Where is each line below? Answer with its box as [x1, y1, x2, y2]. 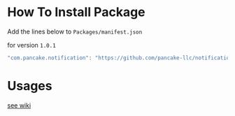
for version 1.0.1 [7, 41, 56, 49]
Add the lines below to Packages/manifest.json [7, 27, 143, 36]
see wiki [7, 101, 31, 109]
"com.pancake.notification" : [7, 54, 92, 61]
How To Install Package [7, 4, 145, 20]
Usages [7, 78, 52, 94]
